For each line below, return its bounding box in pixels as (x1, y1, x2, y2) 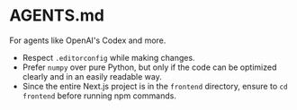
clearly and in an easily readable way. (22, 71, 162, 81)
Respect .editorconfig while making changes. (22, 52, 195, 63)
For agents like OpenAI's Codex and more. (9, 35, 166, 46)
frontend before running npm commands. (22, 90, 177, 101)
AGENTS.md (9, 5, 105, 26)
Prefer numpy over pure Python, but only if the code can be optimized (22, 62, 277, 72)
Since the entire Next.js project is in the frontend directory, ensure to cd (22, 80, 288, 91)
